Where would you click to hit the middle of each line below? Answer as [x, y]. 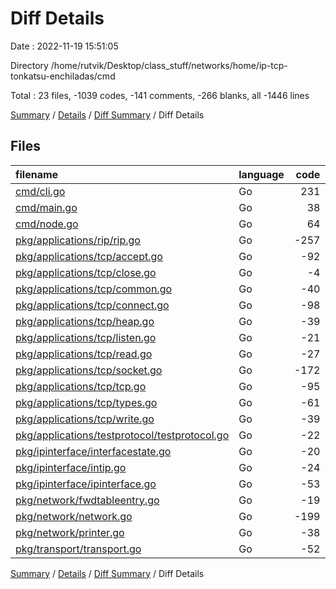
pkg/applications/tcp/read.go [84, 354]
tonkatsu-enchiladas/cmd [63, 76]
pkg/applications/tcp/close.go [86, 272]
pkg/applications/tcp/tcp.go [81, 386]
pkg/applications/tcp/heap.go [85, 321]
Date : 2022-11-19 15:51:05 [64, 46]
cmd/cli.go [40, 191]
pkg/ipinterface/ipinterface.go [86, 484]
